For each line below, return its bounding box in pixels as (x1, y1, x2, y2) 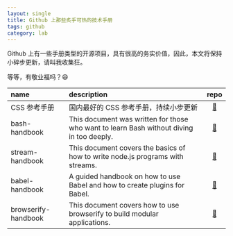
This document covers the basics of (69, 143, 186, 153)
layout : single (7, 10, 51, 17)
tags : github (7, 23, 45, 30)
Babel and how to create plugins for (69, 180, 185, 190)
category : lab (7, 29, 49, 37)
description (69, 90, 108, 99)
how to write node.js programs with (69, 152, 184, 162)
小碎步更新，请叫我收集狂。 (7, 58, 87, 67)
